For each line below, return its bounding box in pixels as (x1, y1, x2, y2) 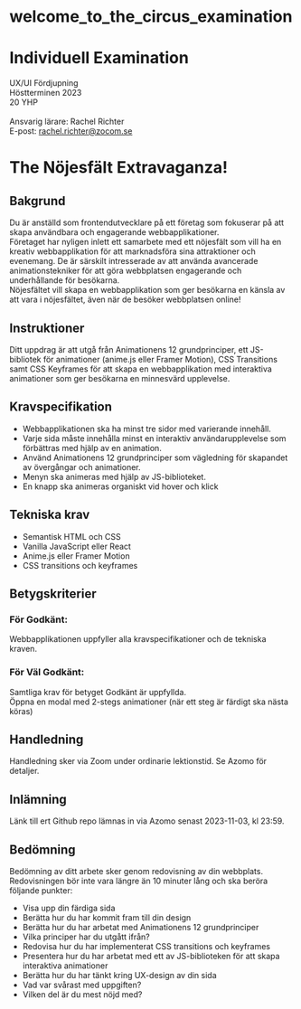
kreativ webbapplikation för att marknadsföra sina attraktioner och (9, 246, 256, 257)
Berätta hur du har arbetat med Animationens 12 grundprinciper (22, 921, 259, 932)
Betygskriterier (9, 586, 97, 601)
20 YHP (9, 97, 39, 108)
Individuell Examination (9, 48, 190, 69)
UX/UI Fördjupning (9, 78, 79, 89)
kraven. (9, 644, 38, 655)
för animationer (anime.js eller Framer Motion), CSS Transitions (42, 354, 278, 364)
